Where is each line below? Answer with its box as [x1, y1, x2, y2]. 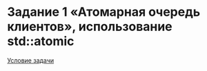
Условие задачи [7, 56, 55, 64]
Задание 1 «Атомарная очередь [7, 4, 201, 20]
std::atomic [7, 34, 75, 49]
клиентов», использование [7, 19, 172, 34]
